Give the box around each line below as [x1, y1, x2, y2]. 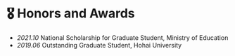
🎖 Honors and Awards [6, 6, 135, 22]
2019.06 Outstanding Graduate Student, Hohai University [16, 41, 182, 49]
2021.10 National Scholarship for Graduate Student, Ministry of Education [16, 33, 229, 42]
